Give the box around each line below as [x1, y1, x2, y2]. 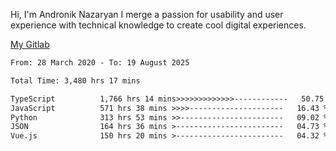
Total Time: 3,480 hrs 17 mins [10, 75, 141, 86]
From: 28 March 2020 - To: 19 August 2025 [10, 58, 190, 68]
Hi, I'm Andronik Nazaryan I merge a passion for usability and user [10, 9, 284, 20]
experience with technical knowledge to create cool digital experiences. [10, 19, 307, 31]
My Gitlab [10, 39, 50, 50]
